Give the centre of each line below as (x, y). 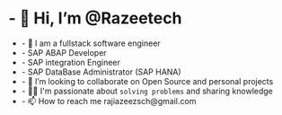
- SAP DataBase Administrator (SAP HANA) (101, 72)
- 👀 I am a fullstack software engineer (91, 43)
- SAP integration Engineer (70, 62)
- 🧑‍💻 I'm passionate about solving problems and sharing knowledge (147, 91)
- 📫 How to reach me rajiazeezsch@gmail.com (109, 101)
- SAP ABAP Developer (64, 52)
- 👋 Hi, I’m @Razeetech (95, 18)
